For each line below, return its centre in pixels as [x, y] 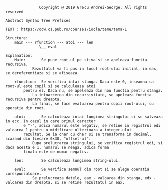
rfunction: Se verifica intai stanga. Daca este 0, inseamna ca [84, 82]
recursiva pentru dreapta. [33, 99]
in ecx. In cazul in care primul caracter [50, 121]
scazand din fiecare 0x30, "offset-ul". [48, 139]
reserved [14, 12]
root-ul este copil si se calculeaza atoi [50, 86]
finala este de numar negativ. [56, 152]
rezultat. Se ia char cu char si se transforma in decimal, [88, 134]
